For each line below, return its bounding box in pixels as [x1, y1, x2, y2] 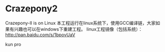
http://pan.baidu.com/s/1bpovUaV [5, 32, 75, 38]
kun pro [5, 41, 22, 47]
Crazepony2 [5, 3, 58, 14]
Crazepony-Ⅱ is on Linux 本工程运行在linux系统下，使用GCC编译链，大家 [5, 20, 156, 26]
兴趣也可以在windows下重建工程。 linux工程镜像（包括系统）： [14, 26, 143, 32]
